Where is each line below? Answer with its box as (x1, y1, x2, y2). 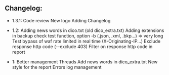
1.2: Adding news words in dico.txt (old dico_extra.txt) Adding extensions (12, 27, 164, 33)
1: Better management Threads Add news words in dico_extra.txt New (12, 58, 158, 65)
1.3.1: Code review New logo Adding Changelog (12, 17, 111, 23)
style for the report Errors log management (12, 64, 102, 70)
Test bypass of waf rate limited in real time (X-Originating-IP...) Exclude (12, 38, 160, 44)
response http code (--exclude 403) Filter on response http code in (12, 43, 153, 50)
